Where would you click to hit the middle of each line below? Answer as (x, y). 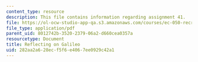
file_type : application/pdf (41, 28)
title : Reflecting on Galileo (43, 45)
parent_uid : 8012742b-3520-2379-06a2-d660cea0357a (70, 34)
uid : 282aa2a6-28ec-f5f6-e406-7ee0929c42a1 (60, 50)
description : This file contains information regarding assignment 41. (96, 17)
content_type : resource (35, 12)
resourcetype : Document (35, 39)
